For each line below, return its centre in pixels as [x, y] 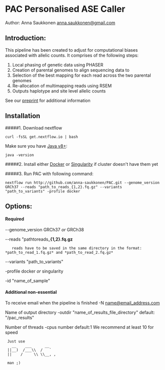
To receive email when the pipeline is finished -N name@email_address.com [82, 303]
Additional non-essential [31, 292]
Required [15, 219]
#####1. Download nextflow [34, 128]
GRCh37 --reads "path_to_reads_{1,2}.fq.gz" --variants [64, 187]
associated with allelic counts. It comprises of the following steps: [72, 55]
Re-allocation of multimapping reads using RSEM [62, 86]
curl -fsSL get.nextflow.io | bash [42, 137]
